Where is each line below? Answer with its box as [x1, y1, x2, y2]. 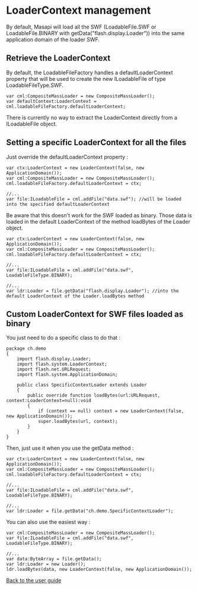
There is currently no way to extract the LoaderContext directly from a [6, 114, 178, 121]
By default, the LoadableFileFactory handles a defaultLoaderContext [6, 69, 173, 76]
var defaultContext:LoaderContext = [6, 98, 97, 104]
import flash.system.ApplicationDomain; [17, 372, 118, 378]
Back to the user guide [6, 577, 62, 584]
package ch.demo [6, 346, 46, 352]
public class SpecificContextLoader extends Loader [17, 382, 147, 388]
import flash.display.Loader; [17, 356, 92, 362]
